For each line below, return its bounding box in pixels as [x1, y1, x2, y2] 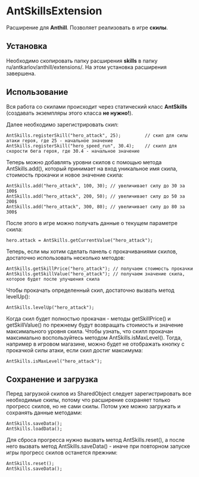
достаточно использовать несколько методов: [6, 254, 125, 261]
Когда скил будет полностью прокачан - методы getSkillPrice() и [6, 315, 171, 322]
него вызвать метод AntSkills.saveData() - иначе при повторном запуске [6, 443, 191, 450]
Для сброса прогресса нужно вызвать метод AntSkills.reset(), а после [6, 436, 185, 444]
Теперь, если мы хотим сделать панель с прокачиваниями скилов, [6, 248, 178, 255]
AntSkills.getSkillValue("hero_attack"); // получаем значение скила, [6, 270, 185, 277]
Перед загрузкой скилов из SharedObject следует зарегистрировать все [6, 390, 192, 398]
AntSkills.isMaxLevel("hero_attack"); [6, 358, 102, 364]
